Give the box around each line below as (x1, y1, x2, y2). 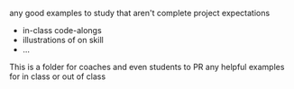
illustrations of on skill (22, 35, 104, 45)
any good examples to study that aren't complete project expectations (9, 8, 271, 18)
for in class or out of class (9, 71, 106, 82)
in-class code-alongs (22, 25, 102, 35)
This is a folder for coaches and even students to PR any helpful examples (9, 62, 285, 72)
